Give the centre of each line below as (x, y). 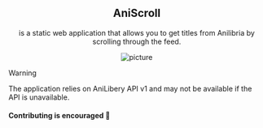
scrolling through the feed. (137, 41)
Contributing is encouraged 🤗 (59, 116)
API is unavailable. (39, 97)
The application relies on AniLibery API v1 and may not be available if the (130, 88)
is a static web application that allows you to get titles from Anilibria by (137, 32)
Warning (22, 73)
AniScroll (137, 13)
